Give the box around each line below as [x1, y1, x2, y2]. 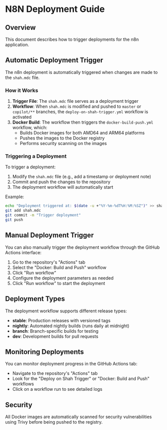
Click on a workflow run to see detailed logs [12, 386, 103, 392]
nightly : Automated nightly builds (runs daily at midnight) [12, 323, 130, 329]
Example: [5, 194, 24, 200]
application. [5, 42, 29, 48]
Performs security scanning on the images [19, 141, 107, 146]
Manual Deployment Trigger [5, 231, 94, 239]
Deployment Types [5, 294, 66, 303]
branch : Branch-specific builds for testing [12, 328, 98, 334]
